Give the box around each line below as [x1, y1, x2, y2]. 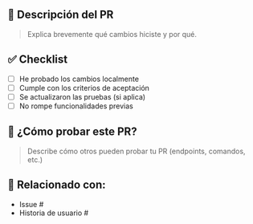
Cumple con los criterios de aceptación [18, 83, 150, 92]
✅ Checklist [7, 53, 68, 67]
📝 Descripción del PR [7, 8, 114, 22]
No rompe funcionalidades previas [18, 101, 133, 111]
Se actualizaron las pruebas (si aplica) [18, 92, 146, 101]
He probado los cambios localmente [18, 74, 140, 83]
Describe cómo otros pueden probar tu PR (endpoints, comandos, [27, 146, 246, 156]
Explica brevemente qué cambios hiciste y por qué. [27, 29, 198, 39]
